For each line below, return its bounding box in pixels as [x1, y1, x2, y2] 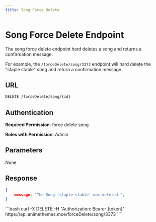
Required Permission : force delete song [5, 122, 89, 128]
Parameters [5, 146, 43, 154]
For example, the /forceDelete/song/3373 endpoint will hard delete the [5, 61, 151, 67]
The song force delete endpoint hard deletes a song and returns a [5, 46, 142, 52]
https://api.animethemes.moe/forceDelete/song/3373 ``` [5, 211, 122, 217]
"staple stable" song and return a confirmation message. [5, 66, 123, 72]
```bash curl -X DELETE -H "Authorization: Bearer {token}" [5, 206, 125, 212]
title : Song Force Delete [5, 7, 59, 13]
